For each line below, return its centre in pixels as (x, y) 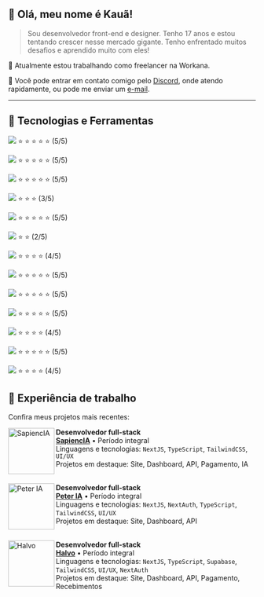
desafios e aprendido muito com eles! (88, 50)
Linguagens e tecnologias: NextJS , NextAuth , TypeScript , (147, 504)
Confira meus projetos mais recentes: (69, 417)
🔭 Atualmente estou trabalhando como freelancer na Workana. (109, 65)
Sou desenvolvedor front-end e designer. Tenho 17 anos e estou (131, 33)
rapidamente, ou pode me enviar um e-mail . (79, 89)
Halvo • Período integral (95, 553)
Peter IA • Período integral (99, 496)
